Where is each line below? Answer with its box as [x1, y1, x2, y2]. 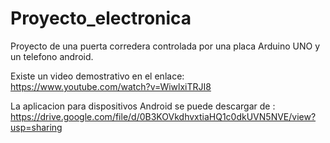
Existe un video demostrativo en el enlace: [10, 70, 185, 82]
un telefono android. [10, 50, 94, 62]
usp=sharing [10, 121, 63, 133]
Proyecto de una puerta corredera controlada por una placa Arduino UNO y [10, 40, 321, 52]
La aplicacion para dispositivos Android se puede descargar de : [10, 100, 276, 112]
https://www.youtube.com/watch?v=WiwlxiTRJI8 [10, 80, 212, 92]
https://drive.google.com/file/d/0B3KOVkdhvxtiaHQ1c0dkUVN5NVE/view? [10, 110, 317, 122]
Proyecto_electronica [10, 7, 192, 30]
